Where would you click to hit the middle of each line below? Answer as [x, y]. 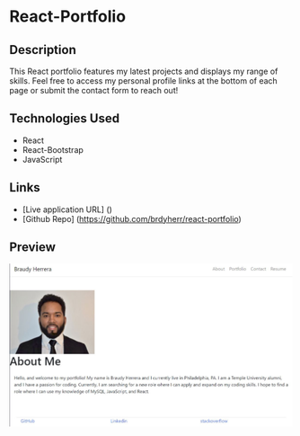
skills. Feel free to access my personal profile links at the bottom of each [144, 81]
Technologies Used [64, 119]
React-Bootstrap [53, 149]
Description [43, 50]
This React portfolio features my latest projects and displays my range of [144, 71]
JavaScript [42, 159]
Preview [33, 248]
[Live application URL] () [67, 209]
